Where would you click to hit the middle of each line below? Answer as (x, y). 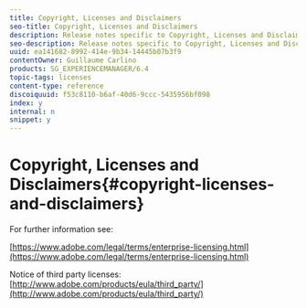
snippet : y (30, 120)
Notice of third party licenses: (65, 274)
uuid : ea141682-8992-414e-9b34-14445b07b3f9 (95, 52)
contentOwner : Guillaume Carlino (73, 60)
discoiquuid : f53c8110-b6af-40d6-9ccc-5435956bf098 (110, 94)
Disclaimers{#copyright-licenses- (142, 185)
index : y (26, 103)
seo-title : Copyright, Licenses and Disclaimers (104, 27)
